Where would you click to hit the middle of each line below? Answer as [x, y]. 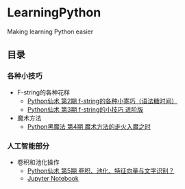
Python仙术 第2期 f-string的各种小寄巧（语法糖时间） [102, 101]
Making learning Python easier [50, 32]
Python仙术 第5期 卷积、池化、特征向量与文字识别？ [101, 171]
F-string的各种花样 [44, 92]
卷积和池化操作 [38, 162]
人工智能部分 [28, 146]
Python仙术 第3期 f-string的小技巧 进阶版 [85, 109]
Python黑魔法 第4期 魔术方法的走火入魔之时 [89, 126]
